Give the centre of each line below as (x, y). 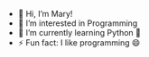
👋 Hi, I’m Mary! (45, 14)
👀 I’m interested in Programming (78, 23)
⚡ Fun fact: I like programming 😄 (79, 43)
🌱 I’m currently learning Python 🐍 (79, 33)
